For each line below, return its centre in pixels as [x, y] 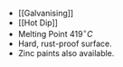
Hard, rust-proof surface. [65, 43]
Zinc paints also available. [66, 53]
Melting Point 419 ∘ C [55, 33]
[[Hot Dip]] [38, 23]
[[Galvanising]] [46, 13]
